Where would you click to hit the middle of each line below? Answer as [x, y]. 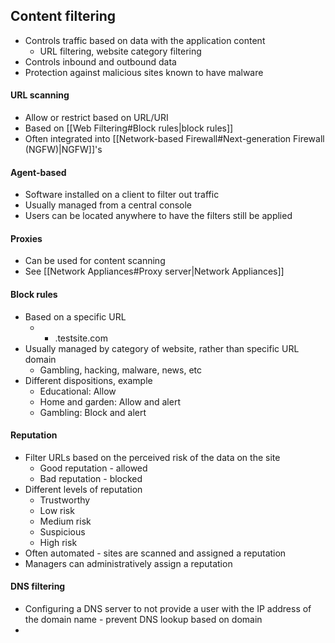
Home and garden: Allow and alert [110, 401]
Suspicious [62, 531]
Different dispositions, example [88, 380]
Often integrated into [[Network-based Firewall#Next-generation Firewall [174, 139]
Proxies [26, 238]
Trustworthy [65, 500]
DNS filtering [38, 586]
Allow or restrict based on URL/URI [96, 118]
